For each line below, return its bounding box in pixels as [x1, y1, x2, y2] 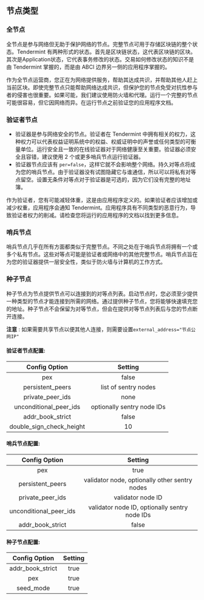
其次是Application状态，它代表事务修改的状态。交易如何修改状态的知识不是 [6, 55, 194, 62]
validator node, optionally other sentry [84, 476, 192, 484]
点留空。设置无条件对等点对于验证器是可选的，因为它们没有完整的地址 [15, 175, 191, 183]
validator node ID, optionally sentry [88, 503, 188, 511]
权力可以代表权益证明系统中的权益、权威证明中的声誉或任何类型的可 [20, 138, 191, 145]
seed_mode [16, 584, 50, 593]
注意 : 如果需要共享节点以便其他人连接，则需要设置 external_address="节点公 [6, 325, 196, 332]
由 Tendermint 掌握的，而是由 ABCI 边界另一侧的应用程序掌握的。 [6, 63, 171, 70]
